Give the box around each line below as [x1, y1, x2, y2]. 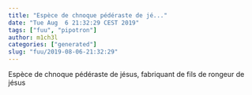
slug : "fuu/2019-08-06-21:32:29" [8, 48, 118, 56]
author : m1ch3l [8, 33, 58, 42]
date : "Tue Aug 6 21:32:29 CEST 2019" [8, 19, 140, 27]
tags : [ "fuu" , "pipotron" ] [8, 26, 97, 34]
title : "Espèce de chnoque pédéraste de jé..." [8, 11, 168, 20]
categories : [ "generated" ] [8, 41, 97, 49]
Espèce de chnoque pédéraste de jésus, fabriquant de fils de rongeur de [8, 70, 245, 79]
